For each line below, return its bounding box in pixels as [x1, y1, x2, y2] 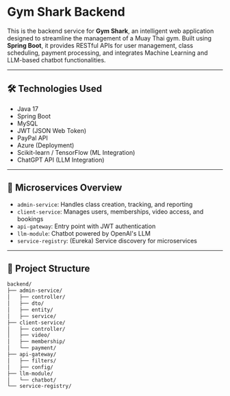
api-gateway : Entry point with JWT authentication [16, 222, 156, 230]
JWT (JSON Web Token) [16, 126, 87, 134]
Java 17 [16, 104, 39, 113]
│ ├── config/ [7, 364, 53, 371]
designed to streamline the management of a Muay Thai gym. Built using [7, 34, 212, 42]
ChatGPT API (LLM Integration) [16, 156, 105, 164]
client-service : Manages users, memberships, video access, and [16, 207, 204, 216]
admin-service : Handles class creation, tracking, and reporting [16, 200, 193, 208]
